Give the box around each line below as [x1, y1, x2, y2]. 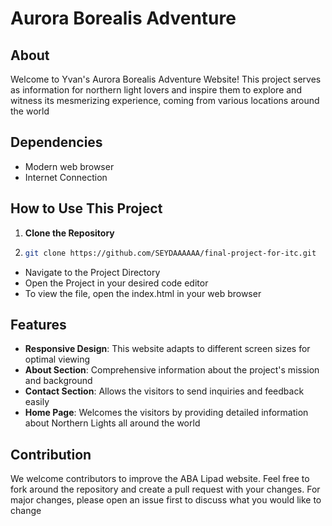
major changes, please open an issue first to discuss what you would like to [10, 494, 322, 506]
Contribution [10, 446, 92, 463]
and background [24, 375, 93, 387]
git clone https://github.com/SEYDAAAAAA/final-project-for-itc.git [24, 248, 317, 258]
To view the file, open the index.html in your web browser [24, 287, 262, 299]
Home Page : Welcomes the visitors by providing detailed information [24, 407, 309, 419]
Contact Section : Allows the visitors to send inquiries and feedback [24, 385, 305, 397]
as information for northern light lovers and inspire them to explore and [10, 84, 302, 96]
